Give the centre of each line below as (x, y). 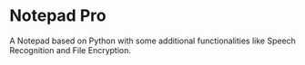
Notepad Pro (58, 16)
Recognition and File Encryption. (71, 50)
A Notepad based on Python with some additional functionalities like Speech (152, 41)
